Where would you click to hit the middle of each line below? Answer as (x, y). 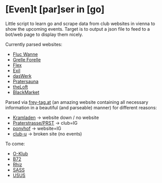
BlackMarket (26, 92)
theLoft (20, 87)
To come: (15, 144)
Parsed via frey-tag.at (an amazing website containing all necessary (77, 102)
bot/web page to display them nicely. (44, 34)
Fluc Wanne (25, 54)
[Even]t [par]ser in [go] (55, 9)
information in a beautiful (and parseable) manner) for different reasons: (81, 107)
